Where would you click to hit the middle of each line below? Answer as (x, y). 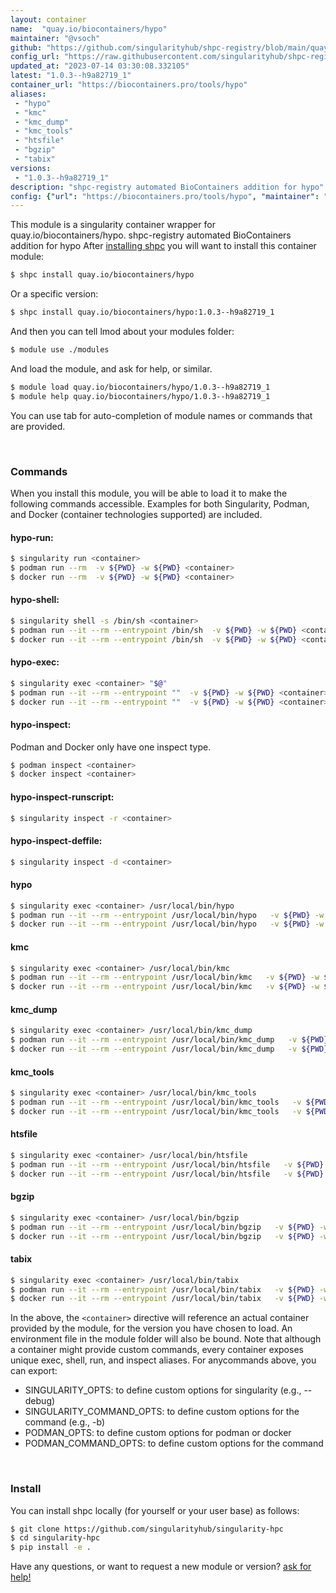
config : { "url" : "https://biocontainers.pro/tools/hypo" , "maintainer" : (165, 196)
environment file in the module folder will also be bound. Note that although (166, 1339)
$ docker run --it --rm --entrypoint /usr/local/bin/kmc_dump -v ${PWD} (169, 1049)
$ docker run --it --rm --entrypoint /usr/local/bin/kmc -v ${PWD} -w (165, 987)
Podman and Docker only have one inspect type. (111, 747)
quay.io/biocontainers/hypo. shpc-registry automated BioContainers (151, 235)
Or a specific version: (54, 294)
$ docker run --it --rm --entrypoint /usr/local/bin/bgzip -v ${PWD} (162, 1236)
